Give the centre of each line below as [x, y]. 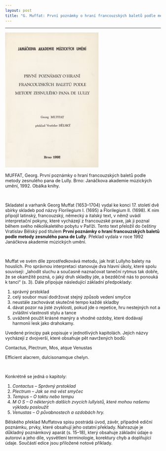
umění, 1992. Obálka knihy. [33, 186]
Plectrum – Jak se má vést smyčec [48, 391]
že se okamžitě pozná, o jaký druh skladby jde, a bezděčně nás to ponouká [82, 277]
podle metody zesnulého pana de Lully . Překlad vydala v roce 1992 [74, 236]
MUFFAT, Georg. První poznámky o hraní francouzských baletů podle [76, 175]
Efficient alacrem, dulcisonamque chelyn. [47, 357]
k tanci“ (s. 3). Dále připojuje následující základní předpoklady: [69, 282]
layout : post [19, 10]
